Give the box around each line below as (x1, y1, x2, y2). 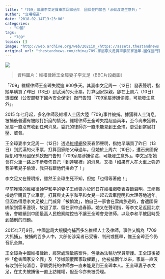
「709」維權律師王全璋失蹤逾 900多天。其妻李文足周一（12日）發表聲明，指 (5, 82, 160, 88)
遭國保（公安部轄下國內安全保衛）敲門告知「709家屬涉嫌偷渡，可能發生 (5, 95, 151, 101)
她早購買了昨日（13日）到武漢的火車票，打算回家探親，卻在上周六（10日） (5, 88, 156, 94)
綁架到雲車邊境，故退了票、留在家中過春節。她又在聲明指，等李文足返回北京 (5, 204, 160, 210)
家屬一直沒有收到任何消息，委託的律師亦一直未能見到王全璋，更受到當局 (5, 124, 151, 130)
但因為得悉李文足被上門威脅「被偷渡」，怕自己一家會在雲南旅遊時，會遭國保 (5, 198, 158, 204)
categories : (5, 21, 29, 26)
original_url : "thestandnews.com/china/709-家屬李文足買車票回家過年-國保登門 (5, 48, 159, 53)
